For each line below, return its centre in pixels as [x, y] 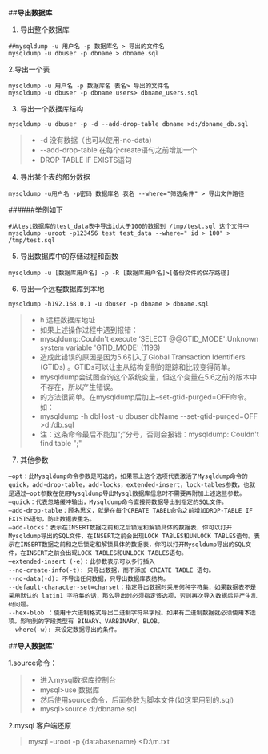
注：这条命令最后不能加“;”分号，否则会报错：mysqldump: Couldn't [149, 434]
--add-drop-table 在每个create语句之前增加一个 [118, 150]
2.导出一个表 [29, 69]
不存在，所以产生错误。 [78, 387]
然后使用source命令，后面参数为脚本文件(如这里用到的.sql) [137, 700]
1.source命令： [33, 663]
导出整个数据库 [44, 30]
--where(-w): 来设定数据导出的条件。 [64, 630]
